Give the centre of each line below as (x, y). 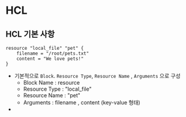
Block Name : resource (52, 82)
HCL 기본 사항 (30, 34)
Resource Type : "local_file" (57, 89)
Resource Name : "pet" (52, 95)
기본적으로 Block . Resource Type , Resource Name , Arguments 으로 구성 (97, 76)
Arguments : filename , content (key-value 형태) (82, 102)
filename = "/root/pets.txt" (53, 53)
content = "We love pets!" (50, 59)
